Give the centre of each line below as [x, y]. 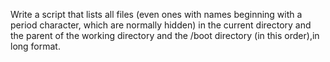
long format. [35, 46]
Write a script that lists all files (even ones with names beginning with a [156, 14]
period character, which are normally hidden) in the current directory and [161, 25]
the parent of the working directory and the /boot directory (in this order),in [165, 35]
